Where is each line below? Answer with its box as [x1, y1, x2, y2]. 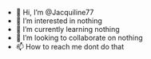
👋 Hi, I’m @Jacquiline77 [15, 8, 94, 17]
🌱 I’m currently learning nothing [15, 25, 120, 33]
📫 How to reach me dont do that [15, 42, 125, 51]
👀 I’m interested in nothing [15, 16, 102, 26]
